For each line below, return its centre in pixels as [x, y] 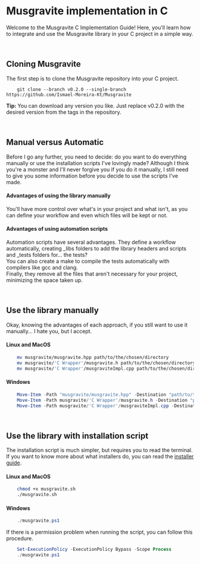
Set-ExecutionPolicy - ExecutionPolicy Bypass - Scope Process [94, 550]
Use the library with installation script [77, 436]
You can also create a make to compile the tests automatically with [88, 261]
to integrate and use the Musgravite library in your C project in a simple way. [100, 33]
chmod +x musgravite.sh [46, 489]
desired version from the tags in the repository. [64, 112]
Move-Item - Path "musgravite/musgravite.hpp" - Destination [92, 395]
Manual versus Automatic [55, 142]
